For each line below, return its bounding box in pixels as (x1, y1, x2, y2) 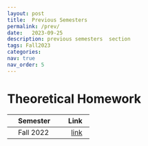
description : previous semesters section (7, 36, 131, 43)
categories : (7, 49, 41, 56)
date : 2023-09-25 (7, 29, 63, 36)
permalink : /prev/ (7, 23, 60, 30)
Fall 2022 (18, 127, 50, 137)
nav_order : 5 (7, 61, 45, 68)
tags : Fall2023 (7, 42, 51, 49)
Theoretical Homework (7, 91, 142, 107)
